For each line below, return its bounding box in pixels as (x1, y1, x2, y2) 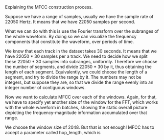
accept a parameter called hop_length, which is (5, 130, 101, 135)
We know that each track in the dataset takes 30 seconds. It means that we (5, 48, 157, 54)
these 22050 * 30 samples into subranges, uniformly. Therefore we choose (5, 59, 158, 64)
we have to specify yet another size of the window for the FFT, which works (5, 99, 158, 105)
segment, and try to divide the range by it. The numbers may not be (5, 74, 141, 80)
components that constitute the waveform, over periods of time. (5, 39, 134, 45)
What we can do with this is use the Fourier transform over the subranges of (5, 28, 159, 34)
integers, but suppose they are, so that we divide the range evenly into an (5, 79, 154, 85)
